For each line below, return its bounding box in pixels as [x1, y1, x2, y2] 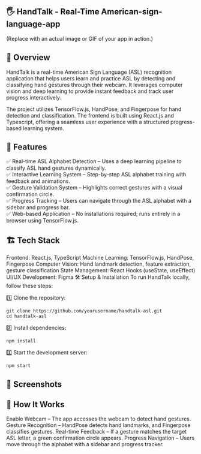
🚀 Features [6, 142, 47, 152]
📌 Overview [6, 52, 50, 63]
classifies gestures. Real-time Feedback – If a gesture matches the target [6, 428, 187, 435]
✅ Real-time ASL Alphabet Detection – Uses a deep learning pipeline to [6, 158, 182, 165]
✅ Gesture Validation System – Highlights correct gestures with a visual [6, 184, 183, 191]
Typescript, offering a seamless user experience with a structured [6, 118, 169, 125]
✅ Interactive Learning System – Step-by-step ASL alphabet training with [6, 171, 187, 178]
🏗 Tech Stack [6, 235, 60, 245]
